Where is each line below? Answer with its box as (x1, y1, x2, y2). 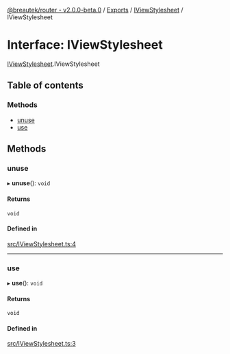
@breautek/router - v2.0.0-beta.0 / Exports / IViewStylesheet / (7, 6, 183, 14)
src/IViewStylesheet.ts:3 (7, 340, 77, 348)
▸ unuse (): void (7, 179, 51, 187)
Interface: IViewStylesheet (7, 37, 163, 53)
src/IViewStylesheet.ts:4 (7, 239, 77, 248)
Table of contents (7, 80, 84, 91)
